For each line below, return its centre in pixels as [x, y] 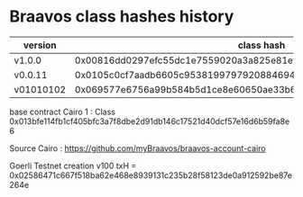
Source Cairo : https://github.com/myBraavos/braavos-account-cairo [138, 148]
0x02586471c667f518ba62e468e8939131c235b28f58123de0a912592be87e [151, 175]
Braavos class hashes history [122, 17]
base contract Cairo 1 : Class [62, 112]
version [40, 45]
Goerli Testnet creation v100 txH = [73, 166]
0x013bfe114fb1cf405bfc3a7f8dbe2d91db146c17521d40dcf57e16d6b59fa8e [150, 121]
